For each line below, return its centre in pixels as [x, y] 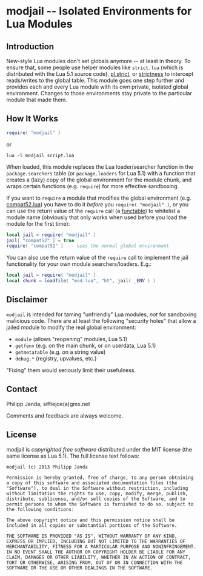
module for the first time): [38, 223]
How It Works [32, 119]
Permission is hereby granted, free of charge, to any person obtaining [100, 478]
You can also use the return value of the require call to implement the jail [98, 258]
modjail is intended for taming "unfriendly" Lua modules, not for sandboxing [101, 314]
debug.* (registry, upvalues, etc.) [56, 358]
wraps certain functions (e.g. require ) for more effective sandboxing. [93, 186]
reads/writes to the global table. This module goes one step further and [95, 80]
